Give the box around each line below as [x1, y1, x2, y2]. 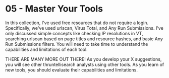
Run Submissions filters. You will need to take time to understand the [5, 41, 148, 47]
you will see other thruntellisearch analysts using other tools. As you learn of [5, 61, 164, 67]
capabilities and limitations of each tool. [5, 46, 88, 52]
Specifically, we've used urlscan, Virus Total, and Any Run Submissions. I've [5, 25, 164, 31]
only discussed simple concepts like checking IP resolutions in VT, [5, 30, 143, 36]
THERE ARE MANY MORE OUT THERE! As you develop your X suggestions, [5, 56, 162, 62]
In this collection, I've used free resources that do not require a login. [5, 20, 149, 26]
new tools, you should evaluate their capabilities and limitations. [5, 66, 138, 73]
